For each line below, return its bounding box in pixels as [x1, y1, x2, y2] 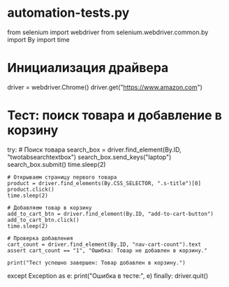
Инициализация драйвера [7, 60, 169, 76]
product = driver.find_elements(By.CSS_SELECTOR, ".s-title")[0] [7, 179, 201, 186]
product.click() [7, 186, 54, 193]
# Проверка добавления [7, 235, 73, 242]
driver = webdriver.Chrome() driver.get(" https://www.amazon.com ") [7, 82, 202, 91]
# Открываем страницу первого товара [7, 173, 117, 181]
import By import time [7, 35, 70, 43]
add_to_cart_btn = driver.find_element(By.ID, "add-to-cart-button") [7, 210, 214, 217]
